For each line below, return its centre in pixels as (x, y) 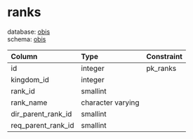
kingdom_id (30, 79)
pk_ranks (161, 68)
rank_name (29, 102)
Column (24, 56)
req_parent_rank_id (43, 125)
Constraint (164, 56)
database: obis (29, 32)
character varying (110, 102)
